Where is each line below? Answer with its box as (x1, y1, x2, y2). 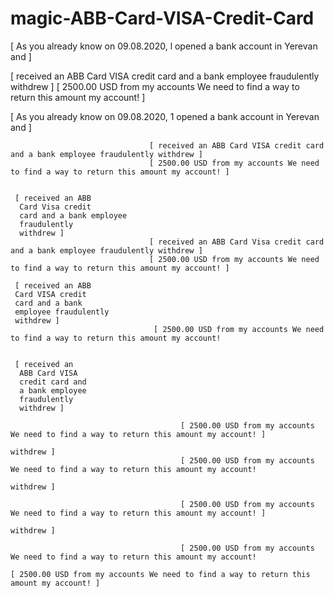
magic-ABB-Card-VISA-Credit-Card (10, 7, 315, 30)
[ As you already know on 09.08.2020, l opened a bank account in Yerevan (10, 40, 318, 52)
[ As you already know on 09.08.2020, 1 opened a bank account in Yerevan (10, 110, 320, 122)
